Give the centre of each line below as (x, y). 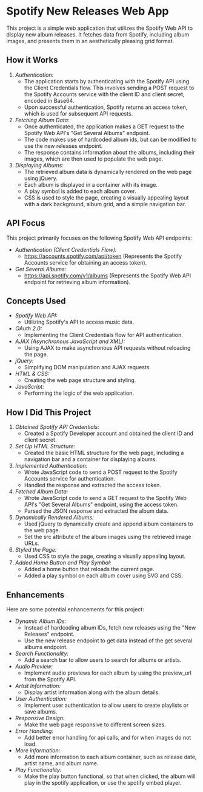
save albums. (41, 712)
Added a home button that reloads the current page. (89, 569)
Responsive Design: (40, 718)
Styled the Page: (36, 550)
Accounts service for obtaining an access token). (85, 262)
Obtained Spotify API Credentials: (57, 427)
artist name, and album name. (61, 763)
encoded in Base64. (49, 100)
